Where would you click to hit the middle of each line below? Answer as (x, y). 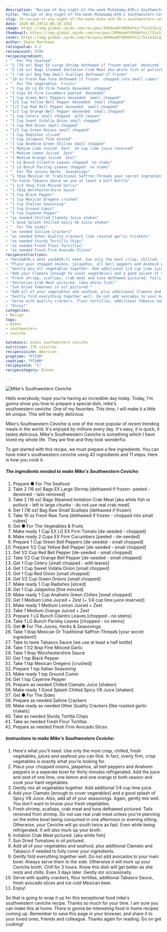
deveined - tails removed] (39, 494)
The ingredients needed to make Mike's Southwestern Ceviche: (72, 471)
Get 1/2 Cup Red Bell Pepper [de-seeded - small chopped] (72, 552)
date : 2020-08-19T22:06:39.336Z (39, 24)
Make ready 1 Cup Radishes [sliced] (49, 584)
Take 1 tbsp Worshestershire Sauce (49, 652)
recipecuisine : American (31, 352)
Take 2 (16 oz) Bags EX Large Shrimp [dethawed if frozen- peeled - (82, 489)
